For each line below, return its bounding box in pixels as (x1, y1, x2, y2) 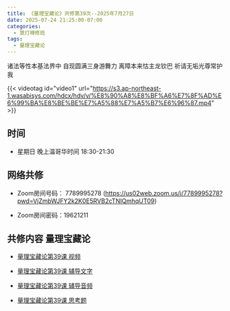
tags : (7, 36, 23, 43)
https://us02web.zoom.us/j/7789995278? (105, 189, 223, 197)
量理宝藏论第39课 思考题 (16, 297, 87, 305)
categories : (7, 23, 41, 30)
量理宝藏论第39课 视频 (16, 253, 81, 261)
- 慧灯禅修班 (13, 29, 46, 36)
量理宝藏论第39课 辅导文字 (16, 267, 93, 275)
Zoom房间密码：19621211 (16, 211, 89, 219)
